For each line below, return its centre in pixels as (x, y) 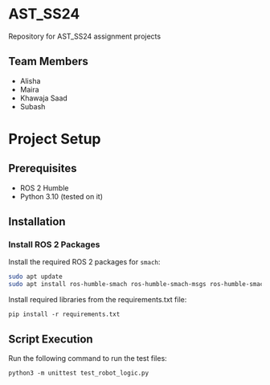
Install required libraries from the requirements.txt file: (98, 300)
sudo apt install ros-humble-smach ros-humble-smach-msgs (107, 285)
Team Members (48, 61)
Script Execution (51, 339)
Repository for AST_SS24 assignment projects (85, 36)
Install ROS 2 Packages (54, 244)
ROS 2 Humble (44, 188)
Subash (33, 106)
